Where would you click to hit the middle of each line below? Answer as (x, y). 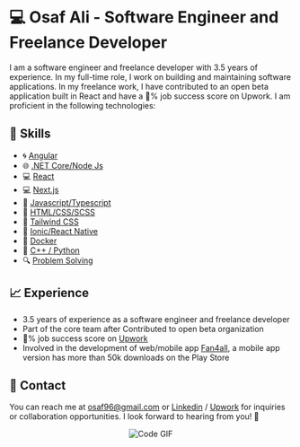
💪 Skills (30, 134)
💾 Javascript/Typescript (66, 202)
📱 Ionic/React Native (60, 231)
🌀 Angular (40, 155)
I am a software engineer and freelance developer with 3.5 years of (134, 67)
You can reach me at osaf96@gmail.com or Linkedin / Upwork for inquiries (147, 407)
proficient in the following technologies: (83, 105)
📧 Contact (38, 386)
